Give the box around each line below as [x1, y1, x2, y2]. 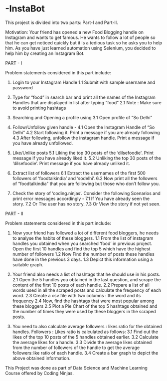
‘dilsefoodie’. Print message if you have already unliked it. [12, 160, 131, 166]
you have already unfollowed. [12, 140, 73, 146]
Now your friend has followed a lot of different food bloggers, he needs [12, 230, 159, 236]
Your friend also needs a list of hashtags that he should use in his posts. [12, 271, 161, 277]
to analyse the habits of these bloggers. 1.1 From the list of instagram [12, 235, 154, 241]
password [12, 84, 33, 90]
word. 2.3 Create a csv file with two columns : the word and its [12, 292, 141, 298]
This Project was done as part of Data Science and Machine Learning [5, 365, 148, 371]
